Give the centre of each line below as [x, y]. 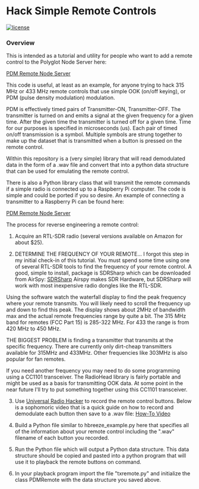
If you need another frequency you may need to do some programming [93, 371]
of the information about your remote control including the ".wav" [94, 431]
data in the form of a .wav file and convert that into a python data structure [97, 165]
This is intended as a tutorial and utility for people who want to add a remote [99, 56]
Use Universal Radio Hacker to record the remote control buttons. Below [103, 401]
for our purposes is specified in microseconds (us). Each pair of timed [92, 128]
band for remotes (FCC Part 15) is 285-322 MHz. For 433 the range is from [98, 323]
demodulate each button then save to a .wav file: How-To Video [93, 414]
